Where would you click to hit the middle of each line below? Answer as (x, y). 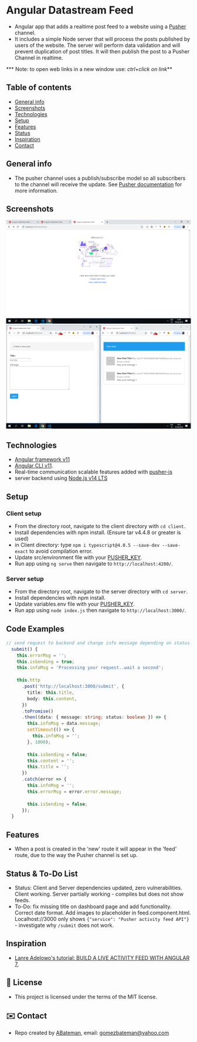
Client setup (24, 513)
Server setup (25, 579)
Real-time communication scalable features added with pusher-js (94, 472)
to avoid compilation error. (61, 551)
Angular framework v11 (42, 459)
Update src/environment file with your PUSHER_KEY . (78, 557)
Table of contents (39, 88)
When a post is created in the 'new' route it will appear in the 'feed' (96, 849)
